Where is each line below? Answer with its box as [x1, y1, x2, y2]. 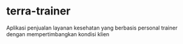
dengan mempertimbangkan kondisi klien [6, 30, 110, 37]
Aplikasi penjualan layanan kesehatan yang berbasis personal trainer [6, 24, 178, 31]
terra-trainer [6, 4, 71, 18]
